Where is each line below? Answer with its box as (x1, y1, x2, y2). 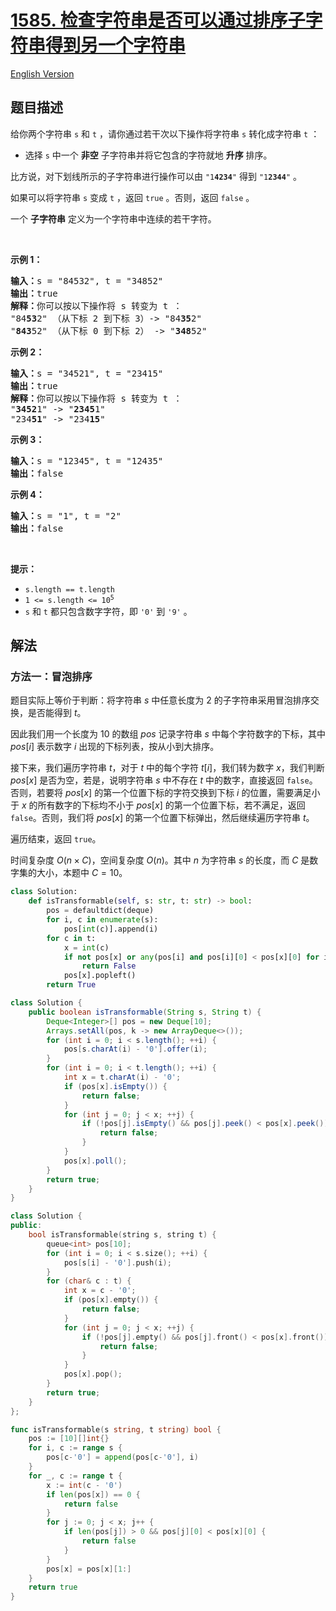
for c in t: (46, 933, 97, 943)
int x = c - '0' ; (63, 1286, 137, 1296)
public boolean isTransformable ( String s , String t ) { (28, 1007, 262, 1017)
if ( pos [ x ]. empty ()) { (63, 1295, 159, 1305)
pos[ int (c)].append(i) (63, 924, 159, 934)
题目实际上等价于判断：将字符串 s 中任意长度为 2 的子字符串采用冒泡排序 (10, 694, 311, 706)
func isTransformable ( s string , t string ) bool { (10, 1424, 222, 1435)
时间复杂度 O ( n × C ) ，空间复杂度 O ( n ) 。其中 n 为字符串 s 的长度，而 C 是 (10, 854, 310, 866)
